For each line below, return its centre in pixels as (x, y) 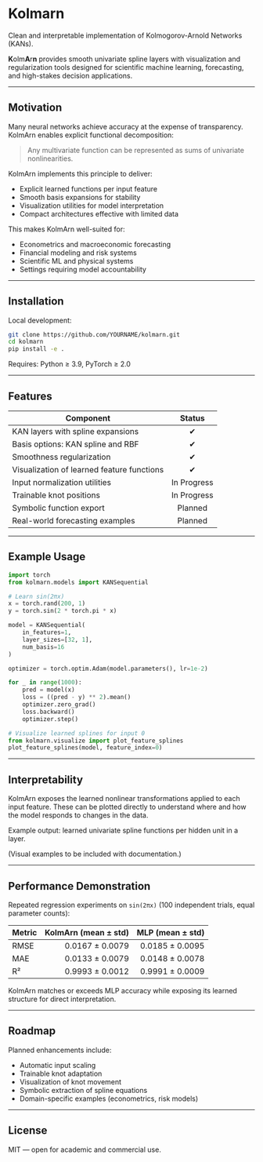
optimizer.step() (50, 719)
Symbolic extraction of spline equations (83, 1090)
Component (88, 418)
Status (192, 418)
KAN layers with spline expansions (76, 431)
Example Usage (47, 557)
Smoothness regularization (61, 457)
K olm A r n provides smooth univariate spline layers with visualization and (124, 59)
